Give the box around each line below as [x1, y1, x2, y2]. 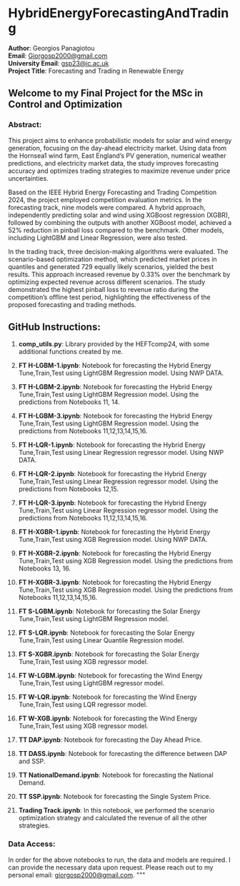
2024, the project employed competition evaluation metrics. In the [8, 195, 202, 204]
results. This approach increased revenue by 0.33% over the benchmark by [8, 270, 231, 278]
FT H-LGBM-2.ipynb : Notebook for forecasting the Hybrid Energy [18, 383, 213, 391]
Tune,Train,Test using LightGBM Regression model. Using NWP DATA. [18, 369, 224, 378]
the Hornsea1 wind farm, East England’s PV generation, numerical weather [8, 151, 226, 160]
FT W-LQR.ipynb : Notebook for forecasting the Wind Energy [18, 693, 197, 701]
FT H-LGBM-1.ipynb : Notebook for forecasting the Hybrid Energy [18, 361, 211, 370]
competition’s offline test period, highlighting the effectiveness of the [8, 293, 211, 301]
